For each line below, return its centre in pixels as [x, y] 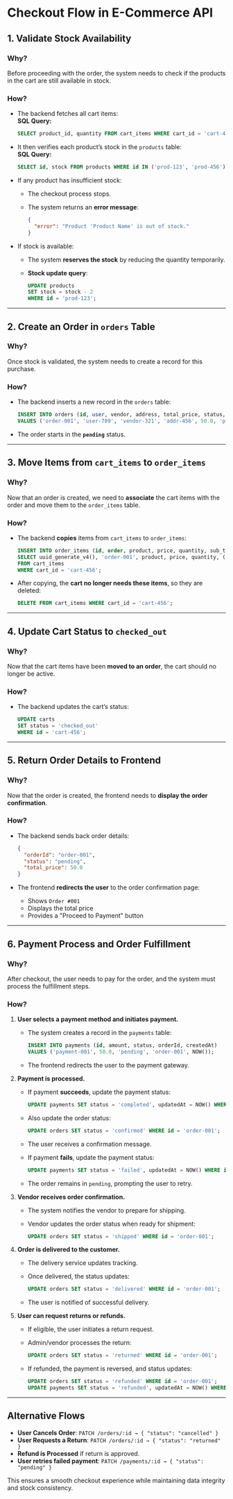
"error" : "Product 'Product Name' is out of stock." [111, 226]
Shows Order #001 [54, 901]
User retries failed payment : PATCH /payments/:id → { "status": [111, 1461]
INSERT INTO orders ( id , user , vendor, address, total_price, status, [121, 415]
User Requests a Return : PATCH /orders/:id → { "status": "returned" [119, 1440]
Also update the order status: [69, 1117]
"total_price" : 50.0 [53, 868]
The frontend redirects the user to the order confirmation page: [108, 888]
